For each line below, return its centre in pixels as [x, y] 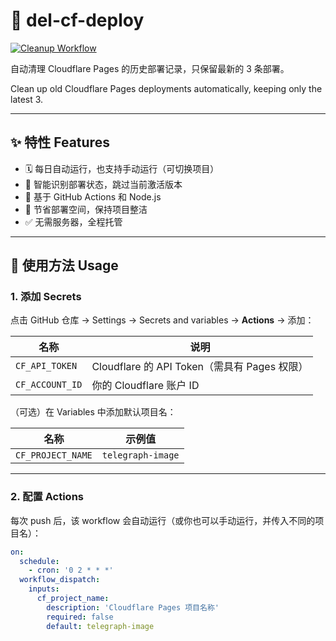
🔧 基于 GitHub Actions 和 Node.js [93, 196]
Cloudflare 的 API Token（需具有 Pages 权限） [200, 367]
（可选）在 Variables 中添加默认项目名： [93, 412]
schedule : [39, 561]
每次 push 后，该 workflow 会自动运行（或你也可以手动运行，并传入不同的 [163, 520]
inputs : [44, 589]
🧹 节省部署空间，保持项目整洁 [86, 209]
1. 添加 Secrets [46, 297]
